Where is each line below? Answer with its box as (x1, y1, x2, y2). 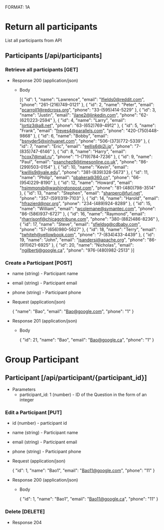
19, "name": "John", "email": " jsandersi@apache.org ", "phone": (19, 237, 146, 243)
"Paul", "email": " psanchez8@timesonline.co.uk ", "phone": (19, 159, 138, 164)
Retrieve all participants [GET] (5, 66, 78, 73)
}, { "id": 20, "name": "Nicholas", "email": (51, 242, 134, 248)
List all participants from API (5, 37, 62, 43)
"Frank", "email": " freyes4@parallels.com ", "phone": (19, 127, 125, 134)
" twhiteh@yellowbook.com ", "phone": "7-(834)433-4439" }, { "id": (19, 231, 155, 237)
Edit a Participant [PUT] (5, 409, 62, 415)
